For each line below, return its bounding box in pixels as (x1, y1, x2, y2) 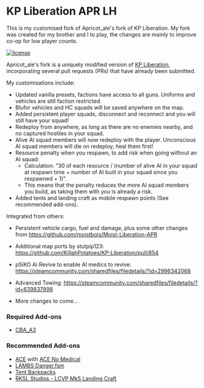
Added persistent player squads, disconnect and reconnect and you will (15, 110, 196, 117)
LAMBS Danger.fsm (15, 362, 65, 369)
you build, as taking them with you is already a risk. (24, 187, 153, 195)
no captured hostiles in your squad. (15, 130, 105, 137)
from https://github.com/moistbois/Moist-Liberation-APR (15, 230, 158, 238)
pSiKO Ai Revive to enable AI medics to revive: (15, 260, 132, 268)
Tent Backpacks (15, 368, 56, 375)
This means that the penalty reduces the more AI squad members (24, 181, 189, 189)
